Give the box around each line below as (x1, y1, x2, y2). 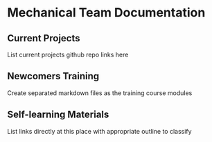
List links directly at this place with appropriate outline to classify (7, 127, 192, 135)
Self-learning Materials (7, 109, 109, 121)
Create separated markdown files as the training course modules (7, 88, 193, 97)
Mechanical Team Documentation (7, 5, 206, 21)
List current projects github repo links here (7, 50, 129, 59)
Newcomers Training (7, 70, 100, 82)
